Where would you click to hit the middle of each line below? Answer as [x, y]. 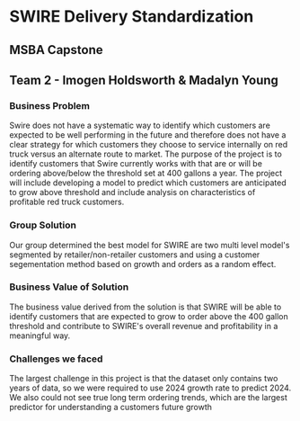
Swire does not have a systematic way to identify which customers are [140, 125]
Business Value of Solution [69, 287]
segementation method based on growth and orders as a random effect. [143, 264]
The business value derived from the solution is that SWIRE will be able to [146, 307]
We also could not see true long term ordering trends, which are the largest [148, 398]
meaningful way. [40, 336]
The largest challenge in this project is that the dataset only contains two [144, 379]
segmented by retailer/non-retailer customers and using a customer [135, 255]
